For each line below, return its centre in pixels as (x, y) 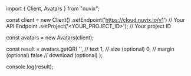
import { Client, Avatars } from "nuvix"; (53, 9)
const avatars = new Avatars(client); (50, 37)
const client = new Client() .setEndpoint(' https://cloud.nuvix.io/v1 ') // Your (95, 20)
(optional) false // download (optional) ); (55, 55)
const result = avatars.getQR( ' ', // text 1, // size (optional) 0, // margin (90, 49)
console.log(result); (30, 67)
